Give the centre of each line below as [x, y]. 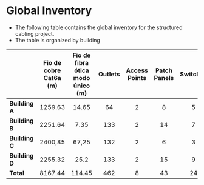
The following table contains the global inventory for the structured [99, 27]
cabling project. [35, 33]
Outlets [109, 74]
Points [137, 78]
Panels [164, 78]
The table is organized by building [57, 40]
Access [137, 70]
